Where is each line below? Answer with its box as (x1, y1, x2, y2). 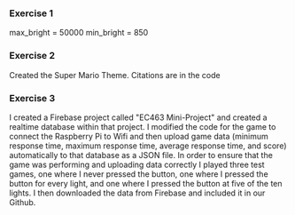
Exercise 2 (9, 50, 56, 62)
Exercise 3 (9, 92, 56, 104)
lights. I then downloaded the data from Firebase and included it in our (9, 187, 266, 198)
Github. (9, 196, 36, 207)
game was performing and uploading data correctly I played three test (9, 159, 265, 170)
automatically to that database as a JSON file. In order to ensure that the (9, 149, 273, 160)
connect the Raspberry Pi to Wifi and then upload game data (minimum (9, 131, 268, 141)
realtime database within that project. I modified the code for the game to (9, 121, 276, 131)
